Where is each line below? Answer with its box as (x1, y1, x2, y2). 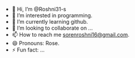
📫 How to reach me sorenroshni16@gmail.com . (11, 31, 130, 38)
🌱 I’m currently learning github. (11, 18, 88, 25)
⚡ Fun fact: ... (11, 46, 45, 53)
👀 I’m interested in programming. (11, 12, 93, 19)
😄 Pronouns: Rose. (11, 40, 60, 47)
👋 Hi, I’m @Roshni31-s (11, 6, 67, 12)
